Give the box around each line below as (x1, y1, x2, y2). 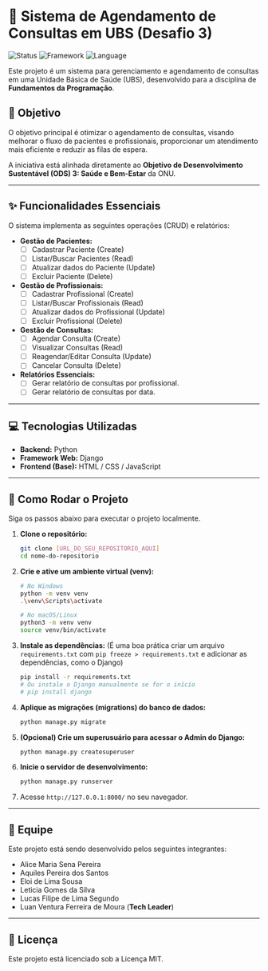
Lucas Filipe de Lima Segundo (19, 893, 120, 903)
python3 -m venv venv (19, 619, 93, 627)
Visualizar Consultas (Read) (31, 343, 124, 353)
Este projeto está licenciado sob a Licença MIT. (8, 953, 164, 963)
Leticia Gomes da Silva (19, 885, 96, 895)
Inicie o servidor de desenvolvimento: (19, 762, 148, 772)
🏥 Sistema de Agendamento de (8, 7, 217, 26)
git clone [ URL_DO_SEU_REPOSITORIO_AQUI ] (19, 545, 160, 553)
